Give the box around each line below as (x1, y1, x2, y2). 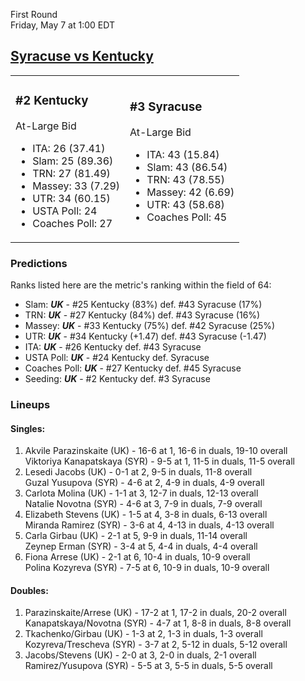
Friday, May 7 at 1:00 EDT (10, 19, 115, 31)
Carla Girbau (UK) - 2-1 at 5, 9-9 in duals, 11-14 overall (24, 530, 248, 542)
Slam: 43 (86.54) (146, 160, 228, 174)
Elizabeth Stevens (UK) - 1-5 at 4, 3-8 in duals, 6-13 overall (24, 509, 268, 521)
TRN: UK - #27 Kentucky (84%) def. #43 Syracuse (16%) (24, 309, 261, 321)
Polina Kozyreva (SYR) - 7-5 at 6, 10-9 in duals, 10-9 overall (24, 562, 270, 574)
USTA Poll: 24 (32, 204, 98, 218)
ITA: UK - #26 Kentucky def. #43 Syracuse (24, 341, 202, 353)
